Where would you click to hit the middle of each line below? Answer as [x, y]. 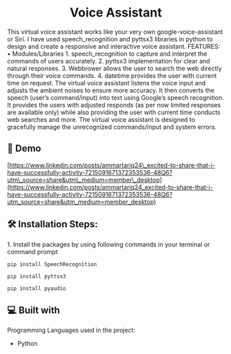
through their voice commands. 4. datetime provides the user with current [112, 75]
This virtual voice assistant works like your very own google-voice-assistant [115, 32]
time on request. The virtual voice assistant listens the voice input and [107, 83]
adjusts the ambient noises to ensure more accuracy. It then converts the [111, 90]
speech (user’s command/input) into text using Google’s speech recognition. [115, 97]
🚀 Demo [24, 148]
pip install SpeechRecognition [52, 264]
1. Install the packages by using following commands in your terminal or [109, 244]
